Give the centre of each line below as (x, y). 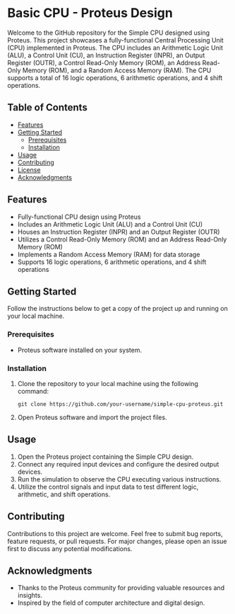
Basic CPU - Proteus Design (90, 13)
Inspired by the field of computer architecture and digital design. (111, 603)
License (29, 170)
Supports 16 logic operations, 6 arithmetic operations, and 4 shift (112, 262)
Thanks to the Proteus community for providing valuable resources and (121, 588)
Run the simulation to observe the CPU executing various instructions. (119, 479)
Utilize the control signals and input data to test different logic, (108, 487)
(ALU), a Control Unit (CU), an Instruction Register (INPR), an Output (106, 55)
